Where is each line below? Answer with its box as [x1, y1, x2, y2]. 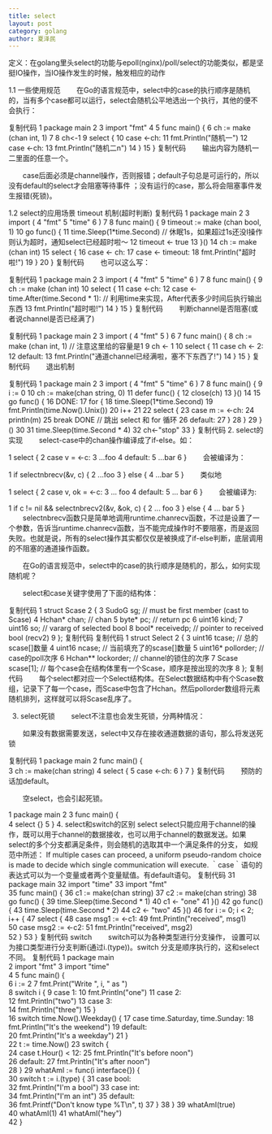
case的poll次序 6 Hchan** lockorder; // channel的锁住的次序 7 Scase [8, 654, 238, 663]
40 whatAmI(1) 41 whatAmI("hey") [8, 1109, 123, 1119]
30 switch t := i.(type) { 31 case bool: [8, 1074, 132, 1084]
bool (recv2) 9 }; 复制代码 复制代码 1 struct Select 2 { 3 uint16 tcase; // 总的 [8, 633, 258, 643]
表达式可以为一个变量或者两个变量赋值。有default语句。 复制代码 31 [8, 871, 235, 880]
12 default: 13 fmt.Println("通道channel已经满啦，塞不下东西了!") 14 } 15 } [8, 351, 251, 362]
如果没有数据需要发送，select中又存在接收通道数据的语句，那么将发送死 [22, 728, 264, 738]
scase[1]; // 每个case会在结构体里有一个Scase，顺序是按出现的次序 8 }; [8, 663, 248, 673]
